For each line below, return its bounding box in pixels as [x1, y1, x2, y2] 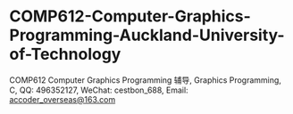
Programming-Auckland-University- [9, 25, 285, 45]
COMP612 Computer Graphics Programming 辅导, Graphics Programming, [9, 74, 281, 85]
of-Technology [9, 45, 121, 64]
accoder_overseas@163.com [9, 94, 116, 104]
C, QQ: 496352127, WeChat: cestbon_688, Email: [9, 85, 189, 95]
